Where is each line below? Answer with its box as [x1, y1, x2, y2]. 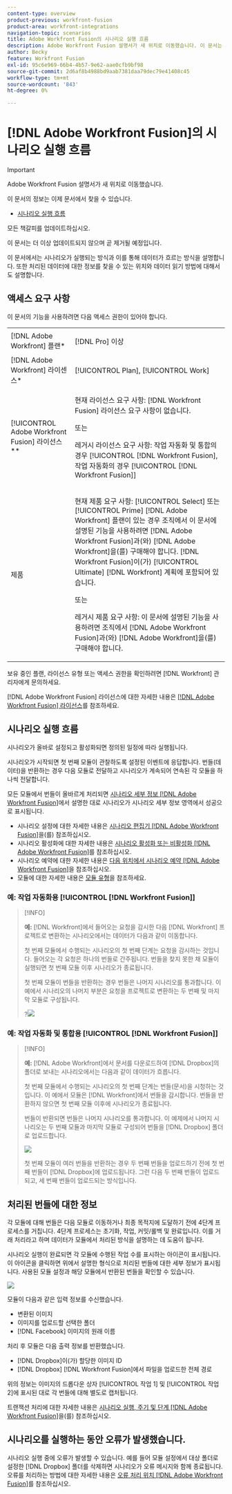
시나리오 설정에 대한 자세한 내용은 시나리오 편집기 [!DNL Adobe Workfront [17, 822, 219, 830]
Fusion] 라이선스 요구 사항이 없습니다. [75, 406, 191, 415]
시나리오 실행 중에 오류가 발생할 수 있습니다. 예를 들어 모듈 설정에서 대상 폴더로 [7, 1453, 219, 1462]
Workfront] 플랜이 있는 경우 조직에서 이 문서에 [75, 516, 217, 525]
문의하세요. [30, 678, 61, 686]
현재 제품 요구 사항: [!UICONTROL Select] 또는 [75, 496, 220, 506]
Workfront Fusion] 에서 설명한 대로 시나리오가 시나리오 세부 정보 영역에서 [7, 798, 204, 806]
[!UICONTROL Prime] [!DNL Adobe [75, 505, 188, 515]
